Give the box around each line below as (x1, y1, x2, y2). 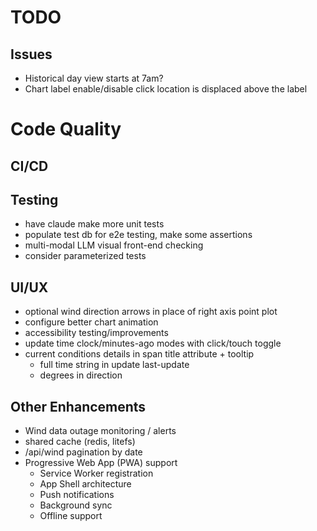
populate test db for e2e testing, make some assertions (24, 229, 253, 241)
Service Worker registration (39, 467, 154, 480)
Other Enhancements (10, 398, 147, 415)
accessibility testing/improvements (24, 327, 169, 339)
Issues (10, 46, 53, 63)
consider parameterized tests (24, 250, 147, 262)
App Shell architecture (39, 478, 132, 490)
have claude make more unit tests (24, 218, 165, 230)
